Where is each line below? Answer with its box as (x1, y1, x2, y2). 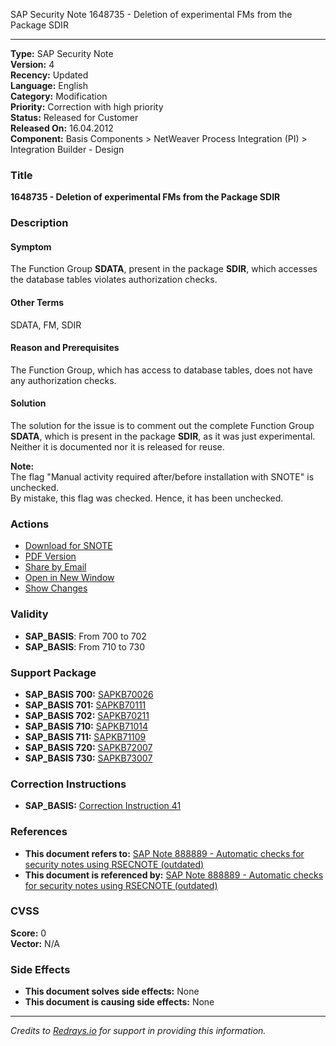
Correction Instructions (10, 777, 127, 791)
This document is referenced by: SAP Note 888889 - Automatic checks (24, 869, 324, 881)
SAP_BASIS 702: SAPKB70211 (24, 709, 150, 721)
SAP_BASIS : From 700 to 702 (24, 630, 147, 642)
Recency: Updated (10, 69, 89, 81)
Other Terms (10, 297, 65, 309)
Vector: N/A (10, 937, 60, 949)
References (10, 825, 68, 839)
